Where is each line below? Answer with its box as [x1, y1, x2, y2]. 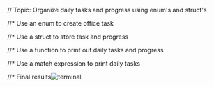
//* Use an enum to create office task [7, 19, 114, 27]
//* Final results [7, 72, 52, 81]
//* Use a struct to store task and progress [7, 32, 129, 41]
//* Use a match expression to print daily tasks [7, 59, 141, 68]
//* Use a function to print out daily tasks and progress [7, 46, 164, 54]
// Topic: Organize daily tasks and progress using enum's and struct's [7, 6, 207, 14]
